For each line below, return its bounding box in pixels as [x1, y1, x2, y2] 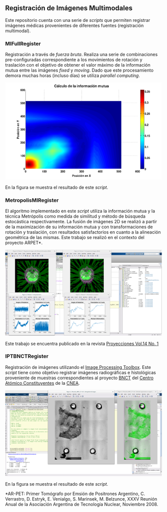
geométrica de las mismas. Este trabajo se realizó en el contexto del [5, 234, 145, 240]
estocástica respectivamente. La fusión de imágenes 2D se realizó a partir [5, 218, 158, 224]
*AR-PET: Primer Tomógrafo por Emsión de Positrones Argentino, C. [5, 491, 145, 497]
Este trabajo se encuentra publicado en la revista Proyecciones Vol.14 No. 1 [5, 341, 159, 346]
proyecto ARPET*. [5, 240, 43, 246]
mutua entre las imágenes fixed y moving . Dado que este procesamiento [5, 67, 154, 74]
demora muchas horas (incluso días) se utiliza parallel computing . [5, 73, 140, 79]
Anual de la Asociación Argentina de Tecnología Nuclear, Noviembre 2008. [5, 501, 159, 507]
